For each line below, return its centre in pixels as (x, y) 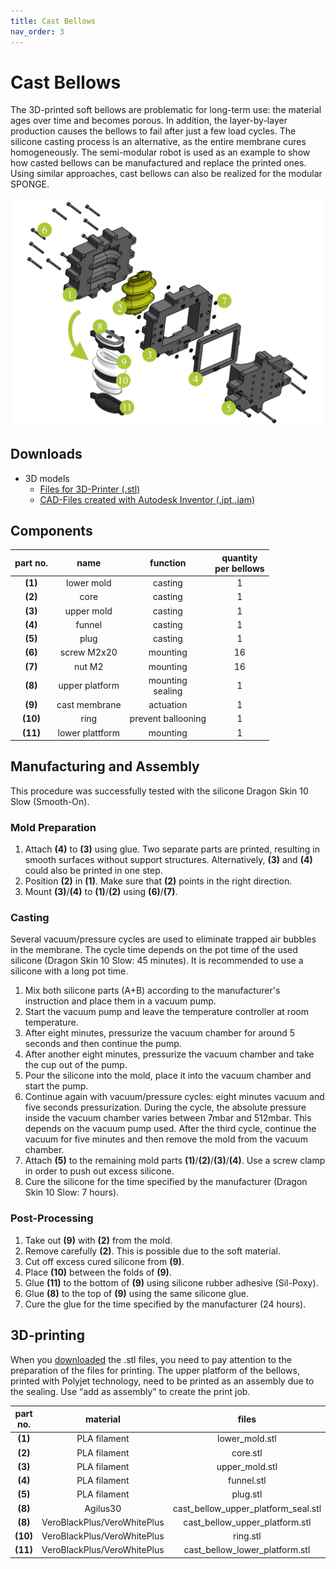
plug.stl (247, 1494)
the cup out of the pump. (76, 1065)
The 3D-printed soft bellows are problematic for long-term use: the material (166, 110)
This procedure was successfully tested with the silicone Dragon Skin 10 (159, 791)
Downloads (46, 454)
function (168, 563)
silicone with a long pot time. (69, 971)
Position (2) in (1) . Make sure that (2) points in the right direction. (158, 881)
